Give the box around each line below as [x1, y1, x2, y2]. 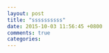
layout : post [7, 10, 45, 17]
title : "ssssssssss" [7, 17, 66, 23]
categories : [7, 36, 41, 43]
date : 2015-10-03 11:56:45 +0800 [7, 23, 103, 30]
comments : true [7, 29, 51, 36]
